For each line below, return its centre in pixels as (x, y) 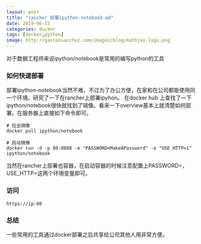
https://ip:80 (24, 204)
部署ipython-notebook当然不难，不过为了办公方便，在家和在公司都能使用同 (101, 90)
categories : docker (31, 29)
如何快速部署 (25, 76)
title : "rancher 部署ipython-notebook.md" (60, 18)
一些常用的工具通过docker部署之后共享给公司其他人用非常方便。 (87, 234)
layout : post (23, 12)
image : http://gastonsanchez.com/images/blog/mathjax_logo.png (88, 40)
